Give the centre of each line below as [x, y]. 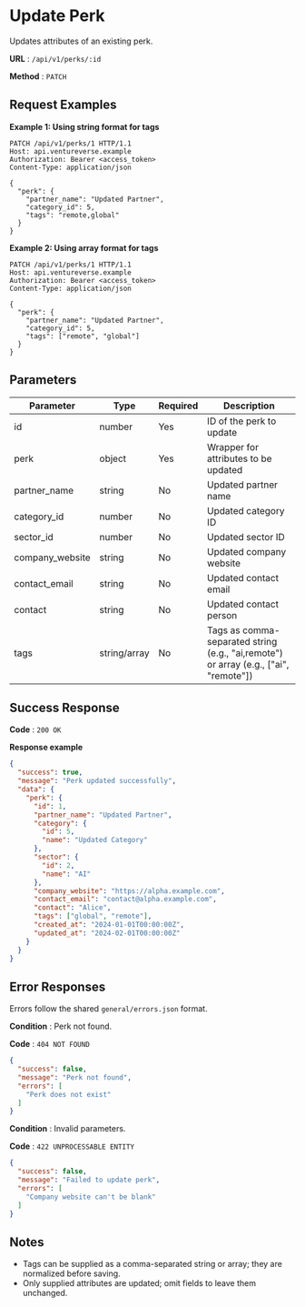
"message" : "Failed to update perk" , [89, 1180]
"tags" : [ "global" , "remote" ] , [93, 916]
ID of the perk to [242, 421]
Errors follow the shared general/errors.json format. [108, 1009]
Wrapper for [233, 447]
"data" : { [36, 789]
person [222, 615]
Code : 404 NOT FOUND [50, 1044]
